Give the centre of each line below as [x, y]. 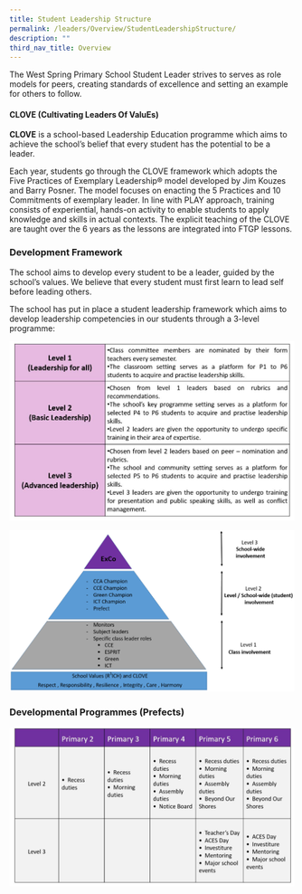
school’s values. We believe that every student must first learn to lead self [147, 281]
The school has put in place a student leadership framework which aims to [148, 309]
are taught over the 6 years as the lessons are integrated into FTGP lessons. [151, 229]
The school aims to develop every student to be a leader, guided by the [142, 272]
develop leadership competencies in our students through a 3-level [134, 319]
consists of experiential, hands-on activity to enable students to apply [139, 210]
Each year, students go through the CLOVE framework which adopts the [143, 171]
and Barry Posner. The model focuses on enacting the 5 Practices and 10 [145, 191]
